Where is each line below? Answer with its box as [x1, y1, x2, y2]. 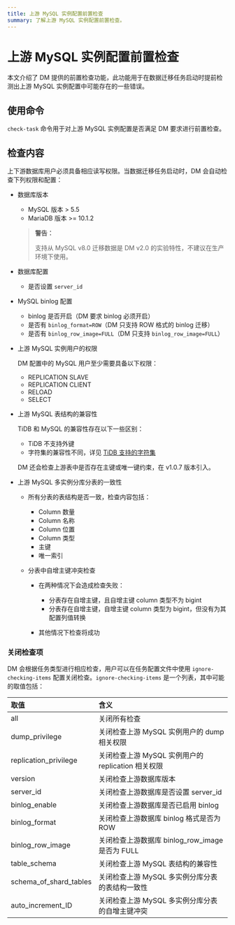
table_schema [10, 859, 57, 868]
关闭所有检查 [98, 714, 141, 724]
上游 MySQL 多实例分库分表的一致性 [17, 478, 122, 487]
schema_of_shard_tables [10, 877, 92, 887]
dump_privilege [10, 732, 62, 742]
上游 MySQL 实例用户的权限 [17, 344, 98, 353]
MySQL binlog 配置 [17, 297, 73, 306]
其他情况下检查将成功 [38, 629, 100, 637]
